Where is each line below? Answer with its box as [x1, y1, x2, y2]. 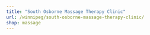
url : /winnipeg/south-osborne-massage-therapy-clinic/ [6, 14, 145, 20]
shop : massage [6, 20, 42, 26]
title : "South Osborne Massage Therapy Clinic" [6, 8, 126, 15]
